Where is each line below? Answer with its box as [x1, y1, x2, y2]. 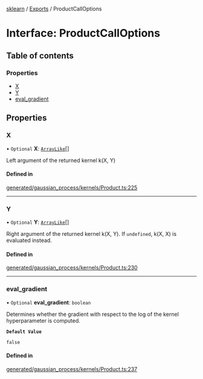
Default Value [6, 329, 42, 335]
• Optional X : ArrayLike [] [6, 145, 69, 152]
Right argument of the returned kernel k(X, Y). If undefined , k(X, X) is [6, 230, 177, 238]
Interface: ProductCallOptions [6, 27, 161, 40]
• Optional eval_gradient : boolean [6, 298, 91, 306]
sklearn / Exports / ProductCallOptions [6, 5, 102, 12]
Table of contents [6, 50, 74, 61]
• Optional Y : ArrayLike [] [6, 218, 69, 226]
